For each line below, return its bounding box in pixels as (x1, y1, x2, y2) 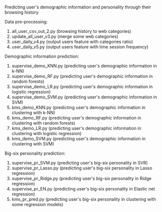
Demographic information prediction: (4, 53, 80, 59)
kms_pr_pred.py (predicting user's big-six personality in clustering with (11, 196, 156, 202)
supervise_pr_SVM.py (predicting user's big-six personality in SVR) (11, 160, 148, 165)
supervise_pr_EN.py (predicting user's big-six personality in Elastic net (11, 186, 155, 191)
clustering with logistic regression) (11, 131, 82, 136)
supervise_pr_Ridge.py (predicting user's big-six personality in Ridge (11, 176, 152, 181)
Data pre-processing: (4, 19, 48, 24)
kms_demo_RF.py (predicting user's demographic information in (11, 115, 141, 120)
